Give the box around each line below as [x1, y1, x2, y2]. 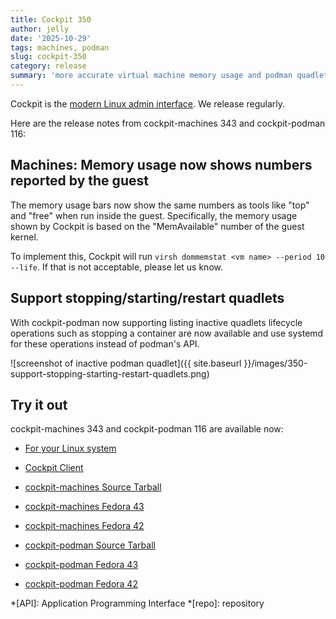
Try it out [10, 396, 68, 413]
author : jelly [10, 24, 70, 34]
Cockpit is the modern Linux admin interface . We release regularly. [10, 97, 285, 110]
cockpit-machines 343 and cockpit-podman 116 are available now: [10, 423, 284, 435]
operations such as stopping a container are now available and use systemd [10, 327, 324, 339]
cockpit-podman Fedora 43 [24, 559, 139, 571]
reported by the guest [10, 172, 149, 190]
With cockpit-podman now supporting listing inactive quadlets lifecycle [10, 316, 303, 328]
